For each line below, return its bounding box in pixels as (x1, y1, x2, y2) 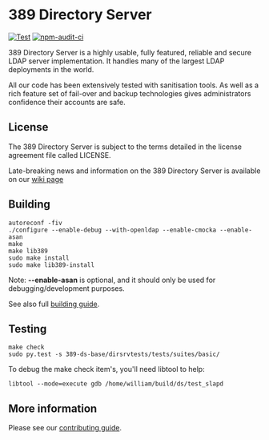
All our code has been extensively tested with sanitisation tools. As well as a (8, 80, 259, 90)
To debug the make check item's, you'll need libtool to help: (8, 365, 206, 374)
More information (8, 402, 98, 415)
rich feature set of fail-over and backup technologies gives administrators (8, 88, 251, 98)
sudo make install (8, 254, 70, 262)
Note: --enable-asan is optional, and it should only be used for (8, 275, 216, 285)
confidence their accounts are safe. (8, 97, 126, 107)
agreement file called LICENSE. (8, 150, 111, 159)
